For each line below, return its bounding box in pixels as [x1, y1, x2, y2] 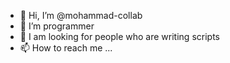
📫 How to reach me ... [19, 42, 113, 54]
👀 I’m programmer [19, 20, 95, 32]
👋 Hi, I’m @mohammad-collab [19, 10, 143, 21]
